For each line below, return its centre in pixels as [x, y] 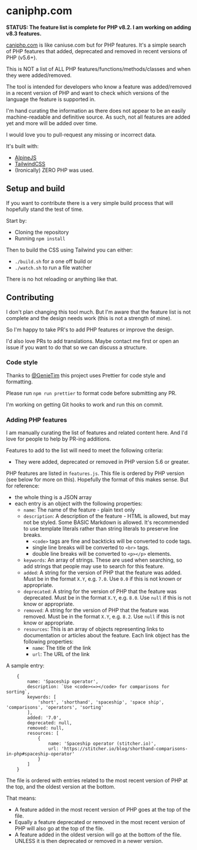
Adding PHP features [37, 419]
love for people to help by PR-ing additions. [59, 439]
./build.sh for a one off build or [54, 261]
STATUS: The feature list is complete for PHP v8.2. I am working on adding [98, 27]
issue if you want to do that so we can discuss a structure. [77, 347]
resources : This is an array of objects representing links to [94, 629]
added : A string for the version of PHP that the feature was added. [103, 573]
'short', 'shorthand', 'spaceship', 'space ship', [101, 702]
